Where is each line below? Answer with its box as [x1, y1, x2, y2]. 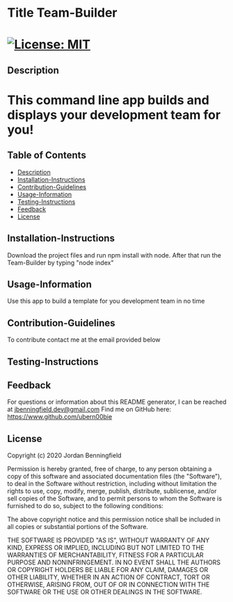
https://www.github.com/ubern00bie [7, 413, 113, 421]
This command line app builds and [7, 92, 210, 108]
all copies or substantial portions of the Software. [7, 523, 148, 531]
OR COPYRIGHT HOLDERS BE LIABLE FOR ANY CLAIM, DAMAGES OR [7, 566, 209, 574]
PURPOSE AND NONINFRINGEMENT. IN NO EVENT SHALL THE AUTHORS [7, 558, 221, 567]
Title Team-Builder [7, 5, 118, 21]
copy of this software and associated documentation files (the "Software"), [7, 472, 223, 481]
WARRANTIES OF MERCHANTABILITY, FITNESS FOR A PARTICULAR [7, 551, 204, 560]
